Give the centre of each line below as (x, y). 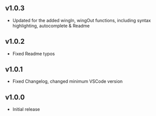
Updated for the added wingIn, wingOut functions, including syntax (81, 20)
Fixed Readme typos (33, 53)
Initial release (26, 109)
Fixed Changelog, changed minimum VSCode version (67, 81)
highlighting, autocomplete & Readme (51, 26)
